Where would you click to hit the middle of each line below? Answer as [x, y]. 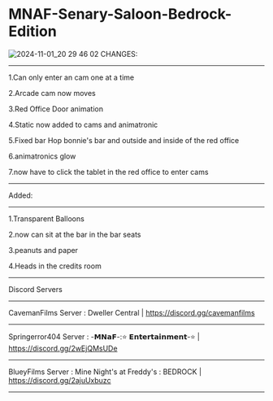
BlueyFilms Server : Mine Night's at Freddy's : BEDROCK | [105, 372]
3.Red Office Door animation [56, 109]
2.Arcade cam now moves [52, 93]
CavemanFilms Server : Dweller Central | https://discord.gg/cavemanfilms [132, 312]
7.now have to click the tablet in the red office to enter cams [108, 172]
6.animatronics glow [42, 156]
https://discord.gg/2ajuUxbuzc [60, 380]
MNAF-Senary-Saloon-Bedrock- [120, 14]
